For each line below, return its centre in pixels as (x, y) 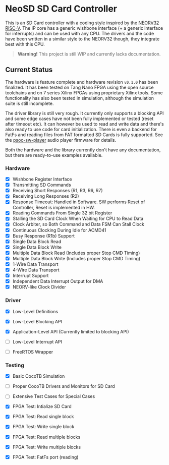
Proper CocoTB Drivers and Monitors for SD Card (64, 386)
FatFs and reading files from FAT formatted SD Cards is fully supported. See (84, 135)
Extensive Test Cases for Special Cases (54, 396)
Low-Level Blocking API (37, 321)
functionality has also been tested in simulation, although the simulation (80, 98)
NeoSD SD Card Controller (61, 9)
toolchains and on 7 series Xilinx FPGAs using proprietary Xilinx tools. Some (84, 93)
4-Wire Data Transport (36, 270)
